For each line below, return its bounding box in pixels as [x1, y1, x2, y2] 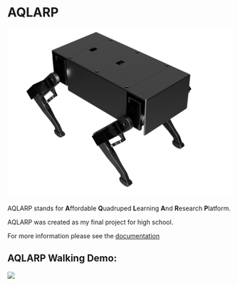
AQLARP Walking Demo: [7, 252, 118, 265]
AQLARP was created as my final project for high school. [7, 218, 174, 226]
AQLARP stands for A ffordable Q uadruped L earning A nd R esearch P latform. [7, 204, 231, 213]
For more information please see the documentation [7, 231, 160, 240]
